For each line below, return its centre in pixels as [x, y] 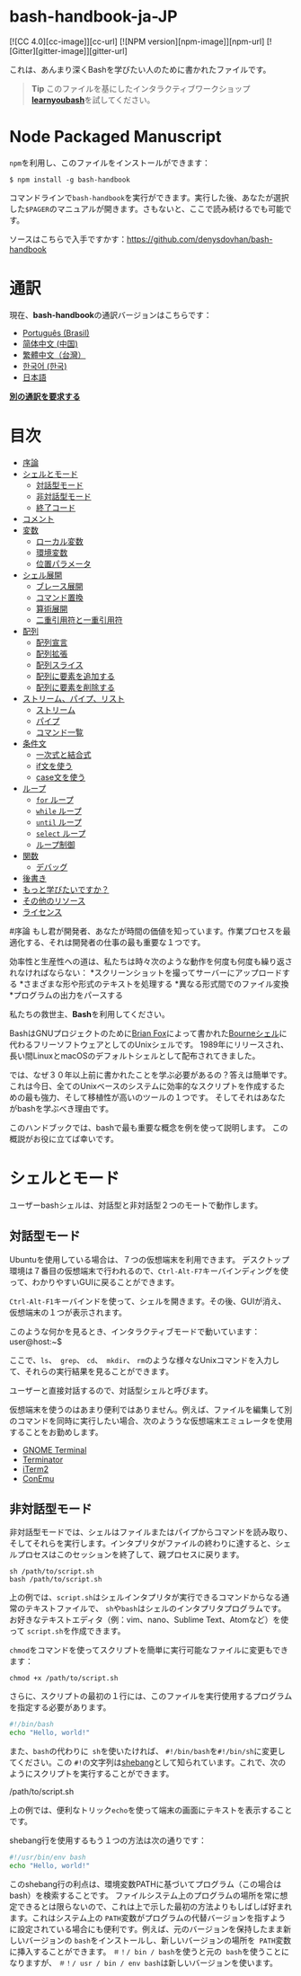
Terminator [43, 1459]
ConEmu [38, 1478]
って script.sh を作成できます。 [67, 1631]
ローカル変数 [59, 541]
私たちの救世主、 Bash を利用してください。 [90, 1014]
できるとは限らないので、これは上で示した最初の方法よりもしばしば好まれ [154, 1906]
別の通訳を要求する [45, 396]
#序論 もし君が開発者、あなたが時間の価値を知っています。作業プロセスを [146, 931]
